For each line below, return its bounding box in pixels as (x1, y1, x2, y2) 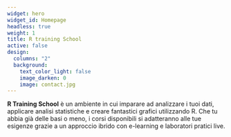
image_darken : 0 (19, 74, 67, 82)
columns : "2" (13, 55, 51, 62)
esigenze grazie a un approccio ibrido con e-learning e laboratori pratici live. (7, 122, 225, 130)
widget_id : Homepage (7, 17, 67, 24)
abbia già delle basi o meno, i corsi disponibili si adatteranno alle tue (7, 115, 202, 123)
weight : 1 (7, 29, 36, 37)
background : (13, 62, 48, 68)
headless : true (7, 23, 51, 30)
